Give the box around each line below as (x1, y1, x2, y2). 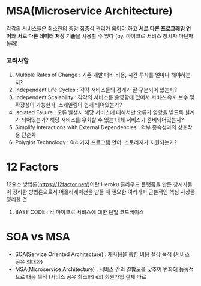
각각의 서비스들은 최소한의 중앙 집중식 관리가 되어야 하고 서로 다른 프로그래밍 (6, 25, 185, 32)
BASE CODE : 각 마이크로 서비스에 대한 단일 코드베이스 (14, 208, 144, 216)
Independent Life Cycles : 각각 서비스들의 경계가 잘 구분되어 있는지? (14, 86, 177, 94)
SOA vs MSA (6, 230, 71, 244)
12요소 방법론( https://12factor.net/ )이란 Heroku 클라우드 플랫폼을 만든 (6, 181, 172, 188)
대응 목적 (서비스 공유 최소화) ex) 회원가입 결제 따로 (26, 273, 147, 281)
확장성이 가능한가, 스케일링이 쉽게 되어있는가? (14, 101, 122, 109)
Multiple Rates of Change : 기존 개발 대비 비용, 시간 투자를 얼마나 (14, 71, 170, 79)
